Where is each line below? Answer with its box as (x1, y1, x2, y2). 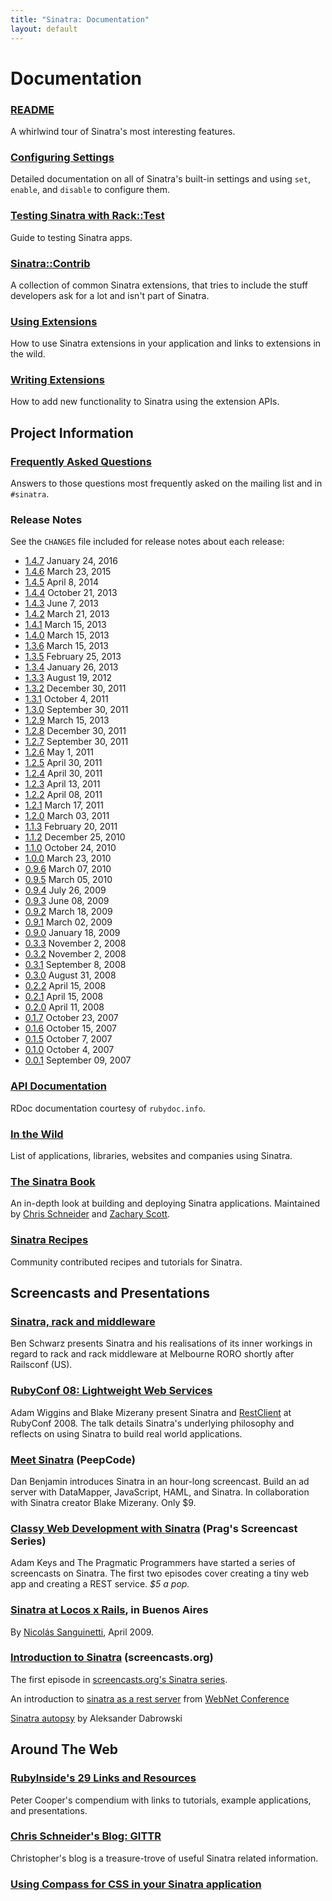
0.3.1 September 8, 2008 (24, 959, 127, 971)
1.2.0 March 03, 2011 (24, 810, 110, 822)
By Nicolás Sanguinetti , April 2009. (10, 1626, 155, 1638)
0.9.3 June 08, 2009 (24, 895, 110, 907)
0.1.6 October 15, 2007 (24, 1022, 118, 1035)
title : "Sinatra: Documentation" (10, 14, 150, 25)
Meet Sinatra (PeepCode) (10, 1452, 136, 1466)
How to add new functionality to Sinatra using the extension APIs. (10, 396, 280, 408)
